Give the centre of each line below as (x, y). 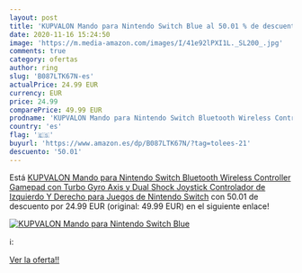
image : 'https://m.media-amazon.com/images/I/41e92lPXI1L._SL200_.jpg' (146, 43)
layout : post (34, 18)
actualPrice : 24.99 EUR (54, 85)
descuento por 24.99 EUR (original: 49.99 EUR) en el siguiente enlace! (139, 206)
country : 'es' (36, 127)
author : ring (34, 68)
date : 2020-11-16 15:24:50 (60, 34)
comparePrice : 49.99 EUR (56, 110)
